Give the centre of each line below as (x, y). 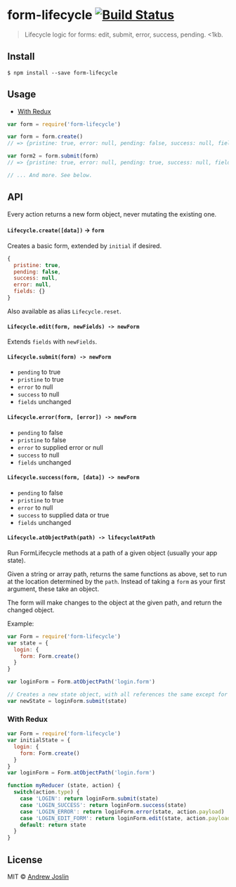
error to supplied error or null (60, 447)
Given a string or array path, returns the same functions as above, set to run (117, 574)
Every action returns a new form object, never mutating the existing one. (112, 214)
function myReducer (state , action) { (64, 786)
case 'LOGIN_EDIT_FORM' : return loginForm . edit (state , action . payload (125, 818)
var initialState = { (39, 740)
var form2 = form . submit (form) (53, 156)
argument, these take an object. (53, 589)
